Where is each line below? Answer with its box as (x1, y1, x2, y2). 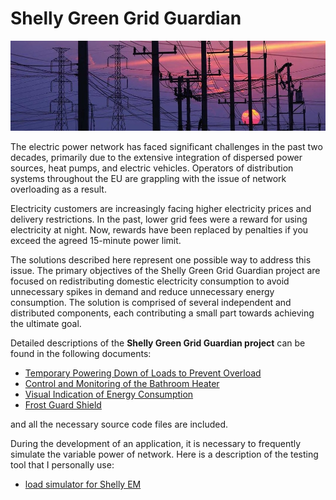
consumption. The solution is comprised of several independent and (10, 297, 292, 308)
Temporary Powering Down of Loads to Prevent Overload (24, 367, 262, 379)
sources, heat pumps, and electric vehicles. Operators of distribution (10, 162, 294, 174)
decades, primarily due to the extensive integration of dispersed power (10, 152, 303, 163)
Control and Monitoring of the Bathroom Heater (24, 378, 220, 389)
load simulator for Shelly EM (24, 478, 142, 490)
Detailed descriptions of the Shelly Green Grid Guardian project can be (10, 337, 306, 349)
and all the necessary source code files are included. (10, 418, 229, 430)
